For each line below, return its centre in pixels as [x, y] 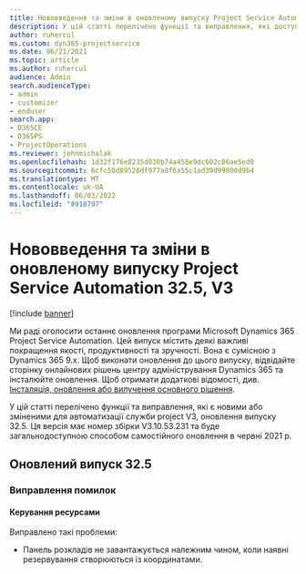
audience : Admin [40, 77]
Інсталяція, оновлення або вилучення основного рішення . [122, 389]
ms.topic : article [44, 60]
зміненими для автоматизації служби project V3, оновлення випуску [143, 416]
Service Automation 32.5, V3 [122, 288]
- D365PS [26, 137]
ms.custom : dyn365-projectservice [75, 43]
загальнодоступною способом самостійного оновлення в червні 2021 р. [151, 436]
